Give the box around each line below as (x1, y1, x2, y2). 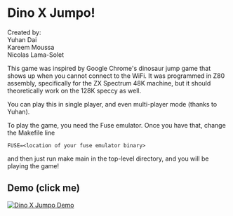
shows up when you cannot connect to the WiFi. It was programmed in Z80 (7, 72, 225, 80)
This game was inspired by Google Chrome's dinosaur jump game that (7, 64, 211, 72)
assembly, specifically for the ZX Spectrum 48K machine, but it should (7, 79, 211, 87)
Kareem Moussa (7, 43, 55, 51)
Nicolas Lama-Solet (7, 50, 65, 59)
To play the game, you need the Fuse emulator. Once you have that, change (7, 121, 226, 129)
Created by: (7, 28, 41, 36)
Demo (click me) (7, 182, 81, 194)
